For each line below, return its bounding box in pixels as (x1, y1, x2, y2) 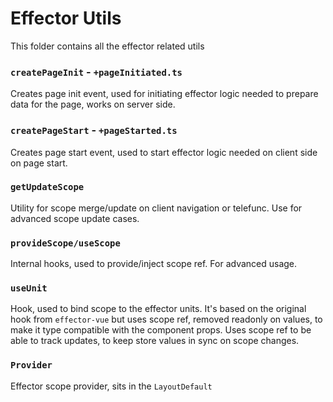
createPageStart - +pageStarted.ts (10, 123, 178, 137)
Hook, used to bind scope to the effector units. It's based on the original (10, 303, 307, 315)
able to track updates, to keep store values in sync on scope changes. (10, 335, 300, 347)
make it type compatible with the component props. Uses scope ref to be (10, 324, 312, 336)
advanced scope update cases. (10, 212, 140, 224)
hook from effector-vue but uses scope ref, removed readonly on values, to (10, 313, 323, 326)
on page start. (10, 157, 68, 169)
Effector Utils (10, 7, 122, 30)
